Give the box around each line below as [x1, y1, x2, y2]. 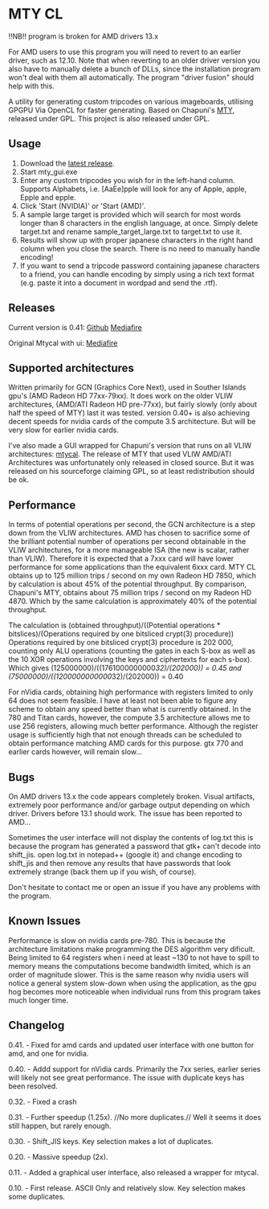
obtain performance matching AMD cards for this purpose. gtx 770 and [8, 738, 243, 748]
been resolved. [8, 1081, 58, 1091]
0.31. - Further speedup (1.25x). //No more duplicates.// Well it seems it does [8, 1112, 262, 1121]
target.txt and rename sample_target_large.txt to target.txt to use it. [19, 227, 243, 236]
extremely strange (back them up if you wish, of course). [8, 867, 197, 876]
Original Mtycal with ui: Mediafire [8, 338, 118, 348]
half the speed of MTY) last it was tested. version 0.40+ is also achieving [8, 408, 251, 418]
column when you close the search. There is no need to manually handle [19, 243, 261, 253]
